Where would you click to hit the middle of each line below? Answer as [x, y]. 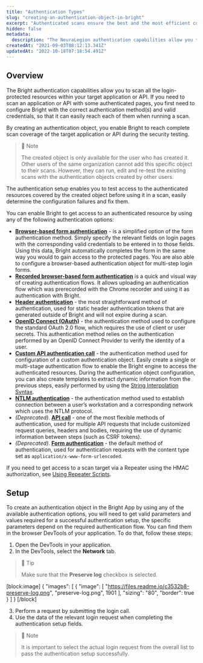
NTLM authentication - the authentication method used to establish [100, 398]
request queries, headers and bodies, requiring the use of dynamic [98, 430]
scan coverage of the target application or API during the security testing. [98, 134]
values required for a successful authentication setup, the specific [89, 520]
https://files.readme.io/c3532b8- [149, 586]
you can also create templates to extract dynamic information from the [103, 379]
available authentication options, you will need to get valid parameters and [99, 514]
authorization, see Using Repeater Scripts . [59, 474]
